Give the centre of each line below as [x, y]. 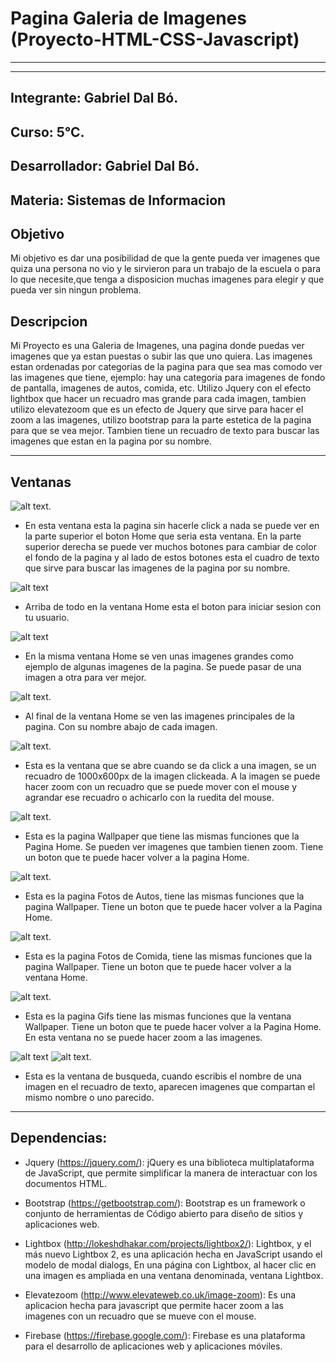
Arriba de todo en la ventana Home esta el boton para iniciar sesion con [173, 606]
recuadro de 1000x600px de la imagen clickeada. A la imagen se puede [172, 776]
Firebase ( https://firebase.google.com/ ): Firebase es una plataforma [165, 1335]
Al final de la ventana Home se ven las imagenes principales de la [159, 716]
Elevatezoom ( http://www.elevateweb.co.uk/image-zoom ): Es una [160, 1294]
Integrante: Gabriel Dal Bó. [94, 98]
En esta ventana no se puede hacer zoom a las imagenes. [143, 1037]
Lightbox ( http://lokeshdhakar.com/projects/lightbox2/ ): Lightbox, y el [168, 1243]
